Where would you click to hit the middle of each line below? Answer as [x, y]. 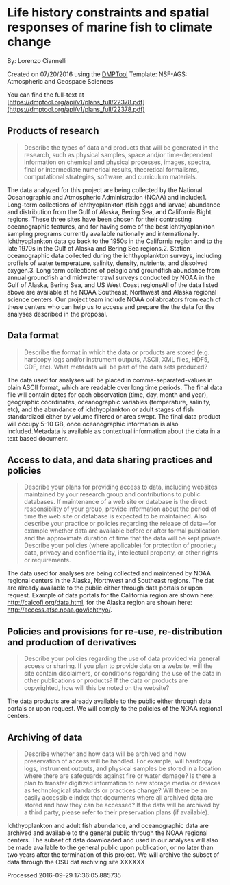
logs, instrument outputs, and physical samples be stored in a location [123, 768]
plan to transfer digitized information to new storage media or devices [122, 783]
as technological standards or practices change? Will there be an [115, 790]
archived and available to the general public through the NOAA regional [107, 833]
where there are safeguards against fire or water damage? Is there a [120, 776]
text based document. [38, 438]
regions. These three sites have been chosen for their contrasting [99, 219]
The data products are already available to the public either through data [109, 701]
